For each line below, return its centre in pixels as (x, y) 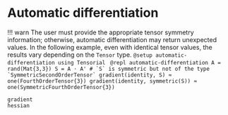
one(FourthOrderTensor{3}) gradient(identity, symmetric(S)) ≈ (102, 81)
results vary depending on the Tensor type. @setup (80, 55)
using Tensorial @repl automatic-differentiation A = (139, 62)
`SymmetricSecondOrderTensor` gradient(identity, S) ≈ (90, 75)
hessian (19, 106)
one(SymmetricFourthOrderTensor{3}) (61, 87)
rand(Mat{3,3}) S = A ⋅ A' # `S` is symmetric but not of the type (109, 69)
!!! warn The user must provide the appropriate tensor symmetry (101, 32)
